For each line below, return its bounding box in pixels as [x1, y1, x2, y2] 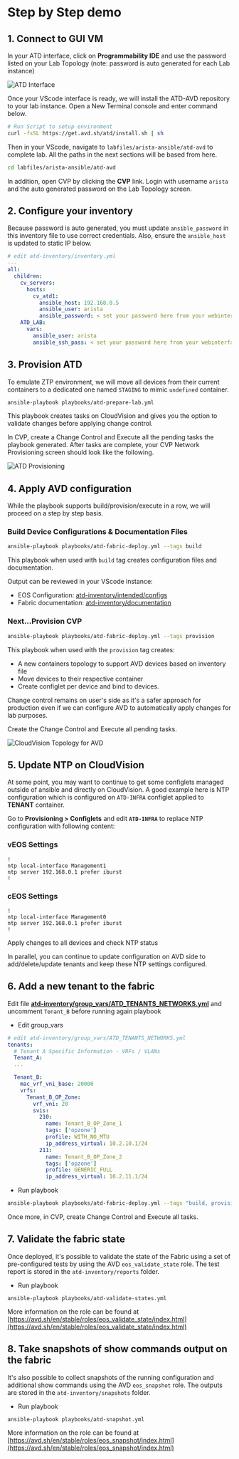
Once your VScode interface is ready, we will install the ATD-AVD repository [7, 94, 230, 103]
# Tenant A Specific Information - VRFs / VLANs [14, 1047, 161, 1055]
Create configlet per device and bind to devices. [17, 681, 159, 691]
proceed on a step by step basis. [7, 509, 104, 518]
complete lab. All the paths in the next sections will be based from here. [7, 150, 218, 159]
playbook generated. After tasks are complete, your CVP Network [7, 441, 200, 449]
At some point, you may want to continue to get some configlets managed [7, 778, 224, 787]
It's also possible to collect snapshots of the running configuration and [7, 1373, 215, 1381]
